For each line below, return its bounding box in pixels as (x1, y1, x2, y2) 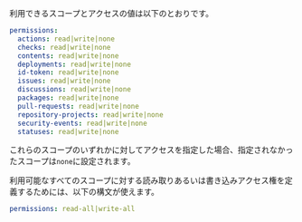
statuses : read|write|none (17, 127, 119, 136)
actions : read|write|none (17, 34, 116, 43)
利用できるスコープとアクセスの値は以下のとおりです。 (9, 8, 214, 18)
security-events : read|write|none (17, 119, 147, 128)
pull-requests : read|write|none (17, 101, 140, 111)
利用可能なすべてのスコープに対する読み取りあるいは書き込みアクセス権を (9, 175, 285, 186)
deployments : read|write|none (17, 60, 131, 69)
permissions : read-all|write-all (9, 205, 136, 214)
